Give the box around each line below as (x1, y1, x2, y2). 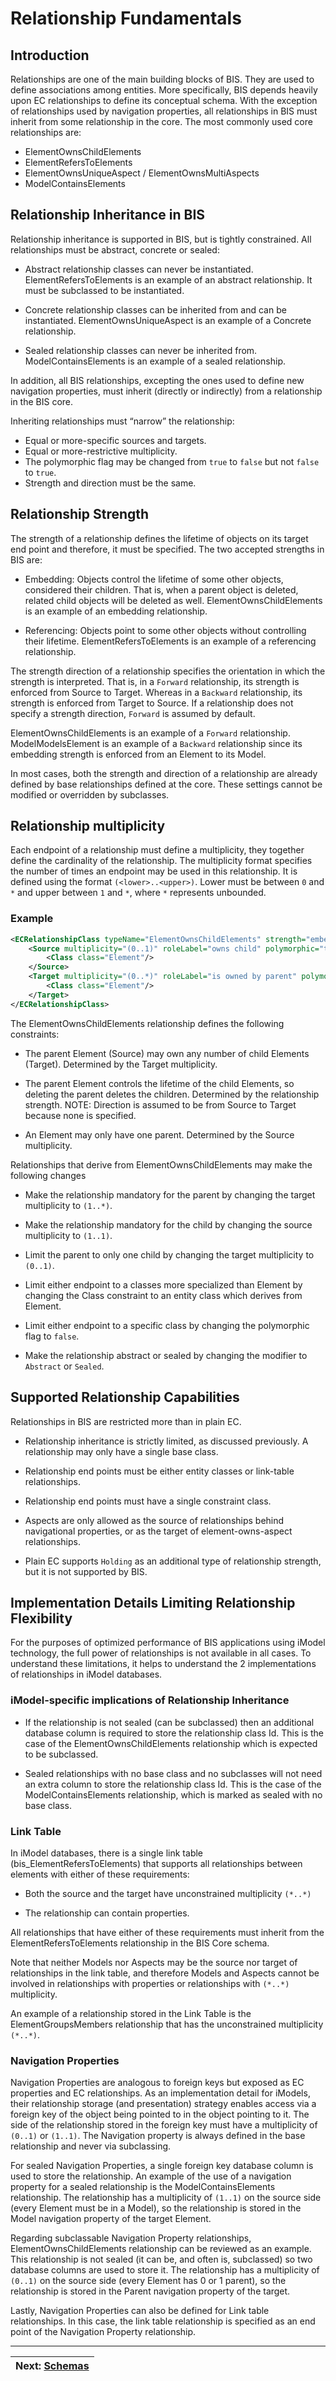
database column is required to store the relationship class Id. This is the (24, 1727, 324, 1739)
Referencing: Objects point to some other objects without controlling (24, 624, 307, 636)
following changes (10, 1169, 87, 1181)
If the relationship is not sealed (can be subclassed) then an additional (24, 1716, 315, 1728)
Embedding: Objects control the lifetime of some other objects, (24, 573, 284, 585)
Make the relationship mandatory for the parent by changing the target (24, 1188, 316, 1201)
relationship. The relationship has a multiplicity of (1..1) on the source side (10, 2192, 322, 2204)
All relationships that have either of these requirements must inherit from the (10, 1926, 325, 1938)
